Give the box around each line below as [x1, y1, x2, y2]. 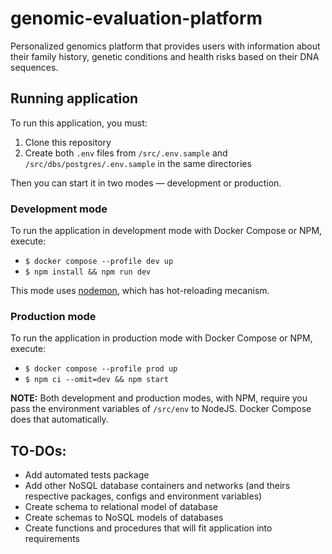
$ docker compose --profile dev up [24, 257, 174, 267]
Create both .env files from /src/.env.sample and [24, 147, 228, 159]
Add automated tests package [24, 469, 150, 481]
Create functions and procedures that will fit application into [24, 522, 273, 534]
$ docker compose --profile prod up [24, 364, 178, 374]
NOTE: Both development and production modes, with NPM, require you [10, 392, 308, 404]
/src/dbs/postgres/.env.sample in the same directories [24, 157, 252, 169]
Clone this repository [24, 136, 112, 148]
